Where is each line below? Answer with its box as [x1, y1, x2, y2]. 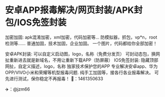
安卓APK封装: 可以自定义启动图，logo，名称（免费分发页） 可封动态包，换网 [5, 50, 160, 57]
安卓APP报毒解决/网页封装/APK [5, 4, 134, 16]
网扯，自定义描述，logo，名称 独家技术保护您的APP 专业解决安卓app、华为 [5, 63, 158, 69]
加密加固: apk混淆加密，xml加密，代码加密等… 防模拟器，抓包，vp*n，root [5, 34, 158, 40]
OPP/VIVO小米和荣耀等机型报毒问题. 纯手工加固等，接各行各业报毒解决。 [5, 69, 154, 75]
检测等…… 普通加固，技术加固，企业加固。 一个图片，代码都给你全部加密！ [5, 40, 158, 46]
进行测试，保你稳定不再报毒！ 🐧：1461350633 [9, 75, 103, 82]
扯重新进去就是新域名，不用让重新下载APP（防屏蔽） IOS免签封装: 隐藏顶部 [5, 57, 159, 63]
